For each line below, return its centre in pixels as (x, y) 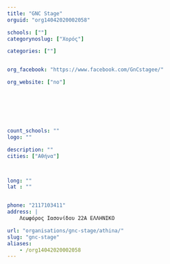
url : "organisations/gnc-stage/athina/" (66, 231)
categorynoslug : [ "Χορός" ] (46, 39)
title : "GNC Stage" (35, 13)
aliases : (20, 243)
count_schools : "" (33, 131)
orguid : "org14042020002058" (49, 20)
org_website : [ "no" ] (37, 82)
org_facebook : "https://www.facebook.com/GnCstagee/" (86, 70)
